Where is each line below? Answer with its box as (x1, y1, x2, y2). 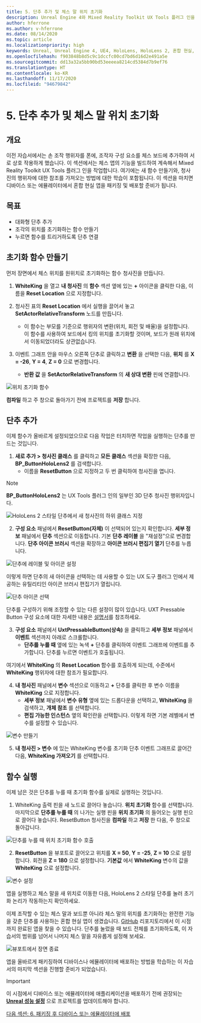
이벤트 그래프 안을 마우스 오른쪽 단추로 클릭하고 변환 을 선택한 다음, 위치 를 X (14, 350, 195, 358)
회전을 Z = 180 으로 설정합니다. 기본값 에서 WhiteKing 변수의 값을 (32, 857, 189, 864)
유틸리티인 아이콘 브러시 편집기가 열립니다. (22, 580, 122, 588)
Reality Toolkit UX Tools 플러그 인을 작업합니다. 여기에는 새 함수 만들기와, (6, 167, 180, 174)
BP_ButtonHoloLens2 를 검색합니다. (14, 460, 103, 467)
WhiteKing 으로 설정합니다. (14, 865, 81, 872)
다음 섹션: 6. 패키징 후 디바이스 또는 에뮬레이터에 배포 (6, 1010, 131, 1018)
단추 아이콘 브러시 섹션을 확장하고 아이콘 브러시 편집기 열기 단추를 (28, 540, 181, 547)
